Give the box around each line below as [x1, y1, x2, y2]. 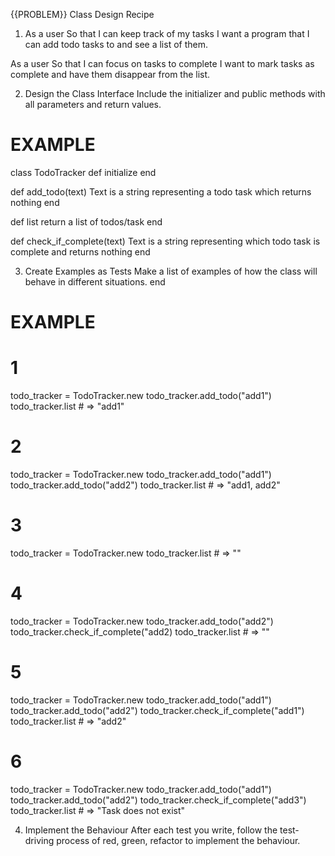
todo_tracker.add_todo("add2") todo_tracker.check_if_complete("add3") [10, 794, 307, 806]
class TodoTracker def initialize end [10, 166, 157, 178]
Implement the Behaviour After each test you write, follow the [24, 824, 278, 836]
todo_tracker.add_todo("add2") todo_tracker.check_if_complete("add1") [10, 704, 305, 716]
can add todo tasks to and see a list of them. [24, 39, 208, 50]
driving [24, 834, 55, 846]
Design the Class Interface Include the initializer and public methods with [24, 88, 326, 99]
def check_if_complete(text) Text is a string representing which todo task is [10, 235, 321, 247]
